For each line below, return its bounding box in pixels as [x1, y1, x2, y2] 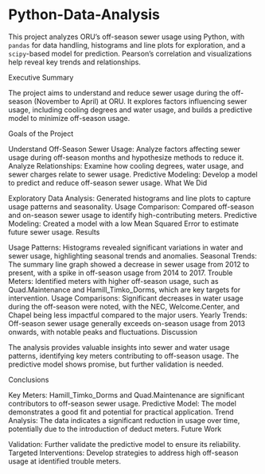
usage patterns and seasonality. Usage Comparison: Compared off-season [8, 201, 255, 212]
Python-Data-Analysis [8, 6, 161, 24]
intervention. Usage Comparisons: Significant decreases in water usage [8, 293, 244, 303]
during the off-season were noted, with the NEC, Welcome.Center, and [8, 301, 240, 311]
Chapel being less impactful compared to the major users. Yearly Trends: [8, 310, 248, 320]
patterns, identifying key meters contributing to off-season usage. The [8, 351, 240, 360]
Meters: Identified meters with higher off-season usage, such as [8, 276, 219, 286]
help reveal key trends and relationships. [8, 57, 142, 67]
